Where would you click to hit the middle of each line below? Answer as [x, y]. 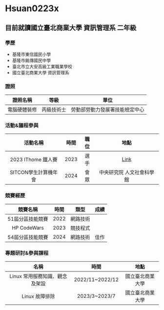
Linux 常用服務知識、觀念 [38, 276]
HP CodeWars [28, 228]
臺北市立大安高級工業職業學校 [42, 66]
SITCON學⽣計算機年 [33, 173]
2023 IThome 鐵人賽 [34, 160]
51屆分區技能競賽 [28, 219]
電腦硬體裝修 [22, 110]
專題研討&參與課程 [27, 253]
